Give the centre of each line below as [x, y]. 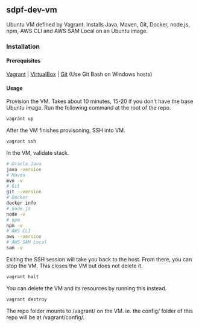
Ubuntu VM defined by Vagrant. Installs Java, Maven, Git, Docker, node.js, [98, 24]
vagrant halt [23, 276]
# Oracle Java [24, 164]
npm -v [14, 225]
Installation [23, 46]
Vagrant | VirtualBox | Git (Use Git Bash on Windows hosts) [79, 74]
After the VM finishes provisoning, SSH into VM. [66, 130]
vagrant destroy [27, 299]
